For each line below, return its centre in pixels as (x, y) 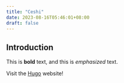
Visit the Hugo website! (35, 73)
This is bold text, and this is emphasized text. (62, 62)
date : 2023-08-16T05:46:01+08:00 (48, 17)
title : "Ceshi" (25, 12)
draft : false (22, 23)
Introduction (30, 47)
